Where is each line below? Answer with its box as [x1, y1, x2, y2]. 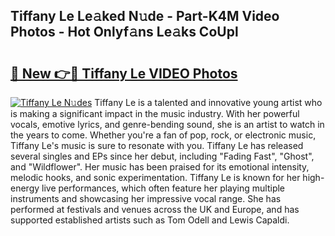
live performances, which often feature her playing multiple [41, 182, 286, 194]
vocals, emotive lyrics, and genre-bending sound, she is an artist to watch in [10, 119, 325, 130]
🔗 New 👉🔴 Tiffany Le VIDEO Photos [10, 65, 238, 82]
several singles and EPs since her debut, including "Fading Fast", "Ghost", [10, 150, 315, 162]
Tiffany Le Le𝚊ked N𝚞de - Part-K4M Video [10, 8, 280, 25]
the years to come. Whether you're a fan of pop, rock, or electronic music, [10, 129, 317, 141]
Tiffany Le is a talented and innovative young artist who [94, 97, 323, 108]
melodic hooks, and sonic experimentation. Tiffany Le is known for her [10, 172, 301, 183]
